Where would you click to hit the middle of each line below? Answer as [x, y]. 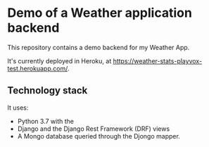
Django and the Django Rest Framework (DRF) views [94, 129]
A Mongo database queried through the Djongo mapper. [99, 136]
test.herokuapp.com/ [38, 68]
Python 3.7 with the [45, 121]
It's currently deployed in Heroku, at [59, 60]
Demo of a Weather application [100, 13]
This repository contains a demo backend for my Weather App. [99, 47]
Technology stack [47, 90]
